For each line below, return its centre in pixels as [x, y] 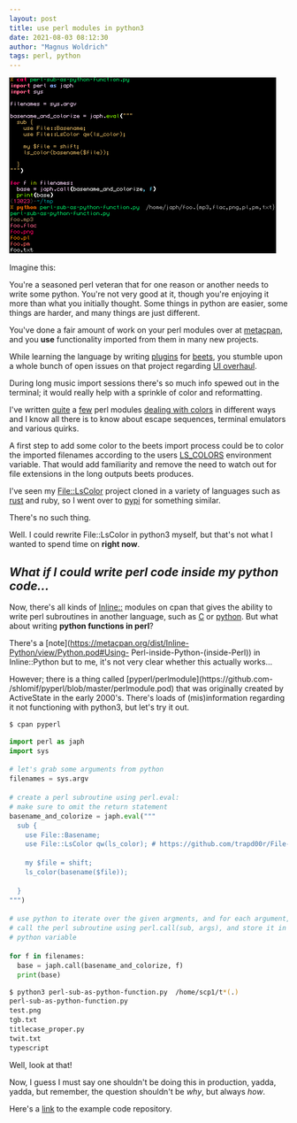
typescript [29, 1048]
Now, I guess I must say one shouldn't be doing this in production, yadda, [143, 1082]
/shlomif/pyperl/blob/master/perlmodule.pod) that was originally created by [147, 688]
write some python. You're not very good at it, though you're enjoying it [139, 294]
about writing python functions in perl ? [81, 626]
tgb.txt [23, 1020]
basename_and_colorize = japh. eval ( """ [83, 816]
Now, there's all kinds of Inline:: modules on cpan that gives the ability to [141, 607]
